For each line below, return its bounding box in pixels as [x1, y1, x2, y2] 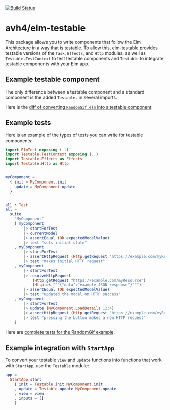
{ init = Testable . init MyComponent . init [14, 382, 103, 387]
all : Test [5, 202, 28, 207]
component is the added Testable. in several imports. [5, 94, 117, 100]
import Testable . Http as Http [5, 161, 69, 166]
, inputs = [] [14, 396, 44, 401]
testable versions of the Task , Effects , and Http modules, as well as [5, 50, 146, 56]
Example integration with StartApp [5, 344, 115, 352]
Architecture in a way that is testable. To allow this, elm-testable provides [5, 44, 158, 51]
